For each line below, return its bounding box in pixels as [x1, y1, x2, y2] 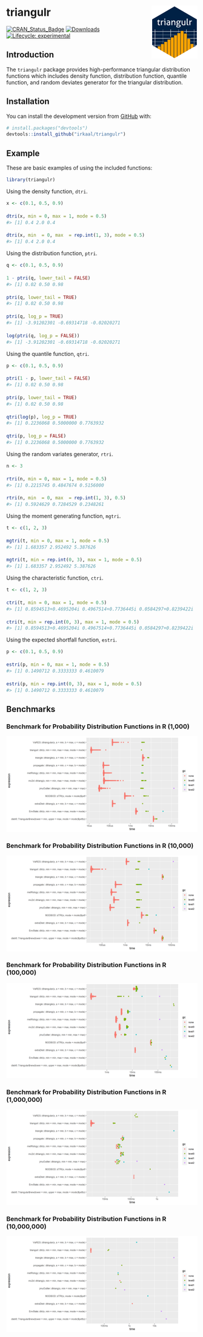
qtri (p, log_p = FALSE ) [6, 433, 67, 439]
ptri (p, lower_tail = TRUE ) [6, 394, 78, 400]
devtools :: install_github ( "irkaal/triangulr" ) [6, 131, 126, 137]
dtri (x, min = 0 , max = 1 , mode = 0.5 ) [6, 213, 107, 219]
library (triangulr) [6, 177, 56, 183]
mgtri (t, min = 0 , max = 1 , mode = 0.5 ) [6, 538, 110, 544]
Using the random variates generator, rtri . [6, 450, 113, 457]
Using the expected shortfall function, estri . [6, 636, 117, 643]
